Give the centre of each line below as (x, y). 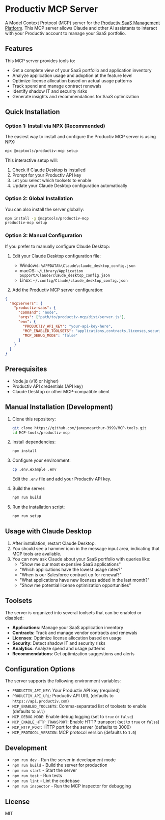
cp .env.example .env (34, 470)
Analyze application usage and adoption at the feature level (72, 75)
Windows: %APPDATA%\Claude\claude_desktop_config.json (78, 265)
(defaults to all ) (28, 711)
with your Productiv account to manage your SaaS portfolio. (66, 33)
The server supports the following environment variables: (63, 681)
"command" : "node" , (38, 313)
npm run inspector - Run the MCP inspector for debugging (71, 786)
